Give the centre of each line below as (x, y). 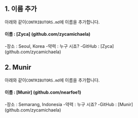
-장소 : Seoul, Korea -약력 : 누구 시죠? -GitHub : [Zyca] (59, 46)
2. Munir (18, 67)
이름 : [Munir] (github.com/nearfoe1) (43, 92)
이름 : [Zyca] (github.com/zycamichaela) (47, 34)
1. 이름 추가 (21, 9)
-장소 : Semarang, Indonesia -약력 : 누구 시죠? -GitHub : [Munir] (69, 105)
